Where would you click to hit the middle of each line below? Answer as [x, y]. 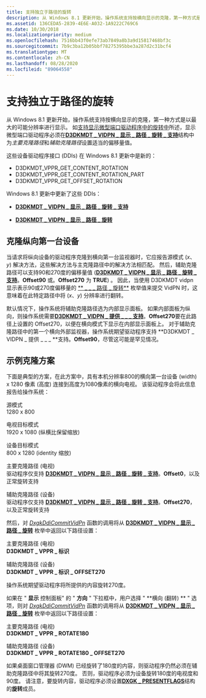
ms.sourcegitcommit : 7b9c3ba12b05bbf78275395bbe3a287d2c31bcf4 [89, 47]
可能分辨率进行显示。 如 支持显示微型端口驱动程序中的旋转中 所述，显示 [106, 127]
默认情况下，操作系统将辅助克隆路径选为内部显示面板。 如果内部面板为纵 [98, 308]
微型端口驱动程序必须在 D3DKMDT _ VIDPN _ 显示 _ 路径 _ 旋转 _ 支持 [93, 135]
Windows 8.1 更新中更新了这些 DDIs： [54, 194]
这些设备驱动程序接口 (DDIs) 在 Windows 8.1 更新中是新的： [82, 156]
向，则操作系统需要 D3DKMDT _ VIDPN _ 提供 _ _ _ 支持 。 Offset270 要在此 [99, 316]
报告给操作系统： [28, 391]
